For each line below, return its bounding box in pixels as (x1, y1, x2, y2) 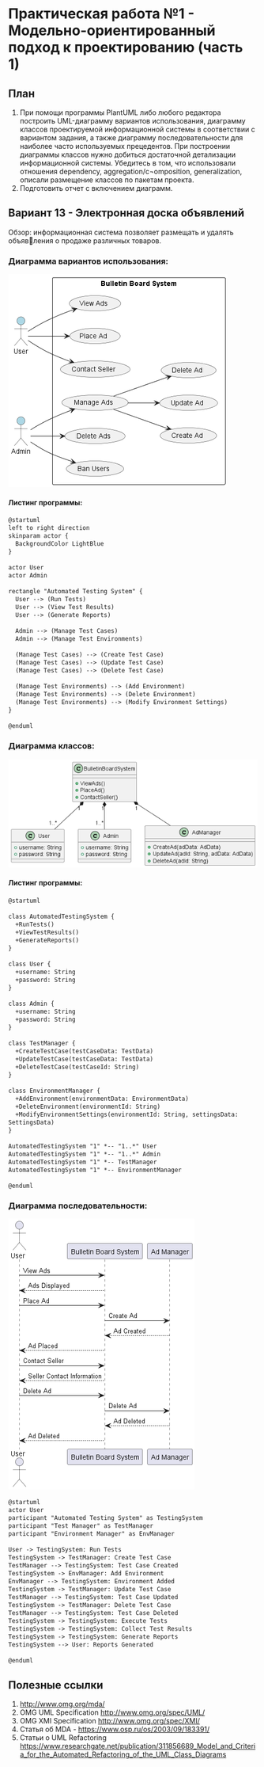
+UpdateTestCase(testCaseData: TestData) (15, 1055, 154, 1063)
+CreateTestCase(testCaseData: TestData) (15, 1047, 154, 1055)
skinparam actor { (8, 532, 69, 540)
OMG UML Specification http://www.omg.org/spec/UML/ (19, 1708, 206, 1717)
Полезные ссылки (8, 1678, 104, 1692)
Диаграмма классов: (8, 741, 95, 752)
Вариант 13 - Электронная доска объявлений (8, 207, 245, 220)
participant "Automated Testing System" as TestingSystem (8, 1514, 203, 1522)
